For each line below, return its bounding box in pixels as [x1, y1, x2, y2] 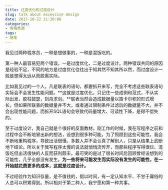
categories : [5, 21, 30, 26]
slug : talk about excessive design [5, 12, 79, 17]
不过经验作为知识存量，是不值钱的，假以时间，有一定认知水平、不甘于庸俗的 [5, 173, 163, 179]
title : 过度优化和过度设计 [5, 7, 55, 12]
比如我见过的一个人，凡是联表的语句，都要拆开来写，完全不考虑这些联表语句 [5, 83, 163, 89]
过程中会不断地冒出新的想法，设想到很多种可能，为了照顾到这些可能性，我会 [5, 131, 163, 137]
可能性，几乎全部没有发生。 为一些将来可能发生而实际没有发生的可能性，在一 [5, 156, 163, 162]
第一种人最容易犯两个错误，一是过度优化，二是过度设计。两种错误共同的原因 [5, 60, 163, 66]
